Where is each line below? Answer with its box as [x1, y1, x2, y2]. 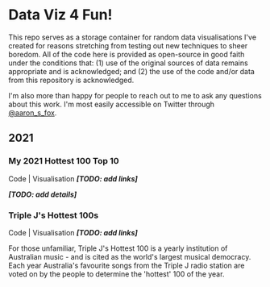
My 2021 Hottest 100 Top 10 [8, 156, 119, 167]
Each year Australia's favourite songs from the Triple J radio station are [8, 260, 245, 270]
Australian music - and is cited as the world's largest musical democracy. [8, 252, 251, 261]
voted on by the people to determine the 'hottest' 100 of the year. [8, 268, 225, 279]
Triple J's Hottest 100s [8, 210, 99, 221]
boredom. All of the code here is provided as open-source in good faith [8, 49, 245, 59]
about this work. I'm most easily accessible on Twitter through [8, 99, 215, 109]
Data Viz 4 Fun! [8, 6, 113, 24]
